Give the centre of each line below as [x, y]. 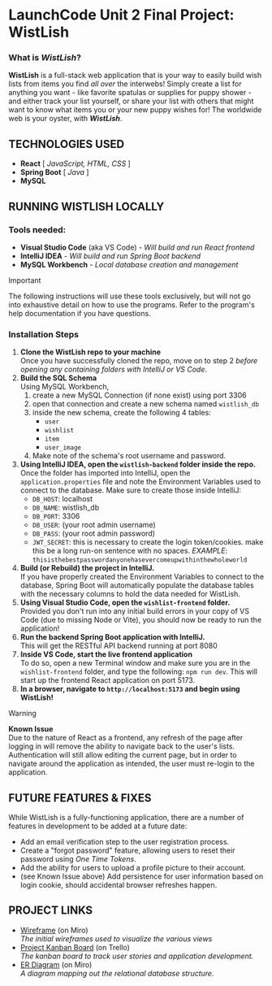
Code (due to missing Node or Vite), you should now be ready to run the [141, 620]
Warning [22, 714]
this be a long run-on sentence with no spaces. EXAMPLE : [130, 551]
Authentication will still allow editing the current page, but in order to [123, 755]
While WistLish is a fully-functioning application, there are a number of [126, 818]
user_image [63, 448]
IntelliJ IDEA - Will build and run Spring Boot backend [110, 256]
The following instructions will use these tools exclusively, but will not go [130, 296]
